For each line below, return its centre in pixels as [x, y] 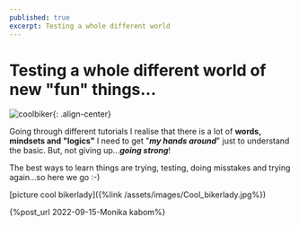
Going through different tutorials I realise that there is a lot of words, [136, 132]
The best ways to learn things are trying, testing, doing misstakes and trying [150, 168]
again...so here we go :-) [55, 178]
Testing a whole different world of [138, 70]
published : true [40, 17]
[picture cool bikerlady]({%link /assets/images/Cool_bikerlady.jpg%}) [138, 195]
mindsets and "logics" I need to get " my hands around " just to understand [149, 141]
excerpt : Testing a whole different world [90, 26]
